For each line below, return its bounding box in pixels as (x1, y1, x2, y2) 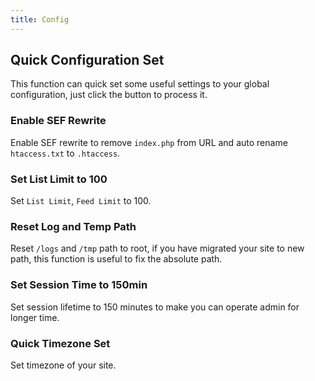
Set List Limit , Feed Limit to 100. (10, 195, 152, 207)
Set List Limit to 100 (10, 172, 108, 186)
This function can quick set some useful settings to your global (10, 78, 270, 90)
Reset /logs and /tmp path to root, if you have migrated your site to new (10, 242, 305, 255)
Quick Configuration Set (10, 52, 165, 69)
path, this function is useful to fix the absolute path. (10, 253, 223, 265)
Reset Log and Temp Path (10, 219, 137, 233)
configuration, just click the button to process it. (10, 89, 208, 101)
